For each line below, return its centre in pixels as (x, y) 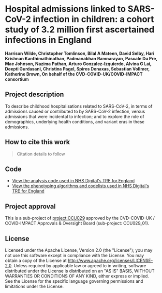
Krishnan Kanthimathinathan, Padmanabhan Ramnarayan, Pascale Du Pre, (81, 58)
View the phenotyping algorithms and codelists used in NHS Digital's (81, 186)
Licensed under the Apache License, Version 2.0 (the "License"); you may (79, 250)
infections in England (48, 40)
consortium (17, 79)
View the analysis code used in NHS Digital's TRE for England (73, 181)
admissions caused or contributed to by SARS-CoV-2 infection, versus (75, 111)
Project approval (30, 206)
